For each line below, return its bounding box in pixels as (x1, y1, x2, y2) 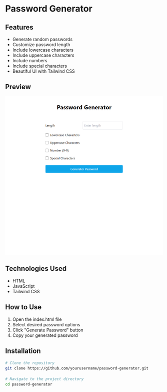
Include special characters (12, 63, 67, 69)
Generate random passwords (12, 36, 73, 42)
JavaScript (12, 283, 35, 289)
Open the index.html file (12, 316, 62, 322)
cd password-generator (5, 381, 52, 386)
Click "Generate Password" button (12, 327, 83, 333)
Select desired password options (12, 321, 80, 327)
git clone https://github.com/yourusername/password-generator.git (5, 366, 149, 371)
